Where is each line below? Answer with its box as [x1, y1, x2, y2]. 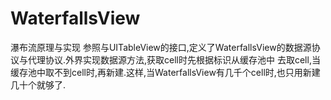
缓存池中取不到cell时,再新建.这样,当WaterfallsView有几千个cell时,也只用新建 [10, 66, 321, 78]
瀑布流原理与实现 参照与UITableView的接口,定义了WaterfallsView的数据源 [10, 41, 312, 53]
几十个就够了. [10, 78, 67, 91]
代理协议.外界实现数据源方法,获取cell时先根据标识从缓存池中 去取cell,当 [27, 53, 321, 66]
